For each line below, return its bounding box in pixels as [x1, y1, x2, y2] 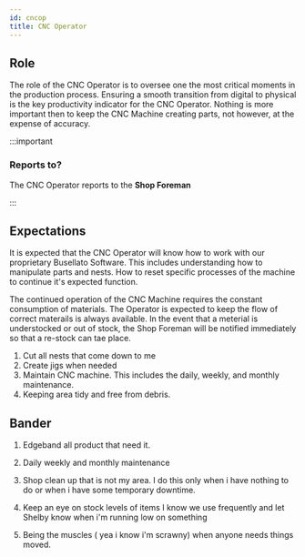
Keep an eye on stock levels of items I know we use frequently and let [22, 502, 285, 513]
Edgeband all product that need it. [22, 440, 151, 451]
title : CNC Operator [9, 22, 88, 31]
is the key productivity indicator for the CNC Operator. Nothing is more [9, 99, 274, 110]
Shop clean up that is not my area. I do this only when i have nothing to [22, 475, 290, 486]
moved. [22, 539, 52, 551]
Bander [9, 415, 52, 430]
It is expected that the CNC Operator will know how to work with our [9, 248, 266, 258]
